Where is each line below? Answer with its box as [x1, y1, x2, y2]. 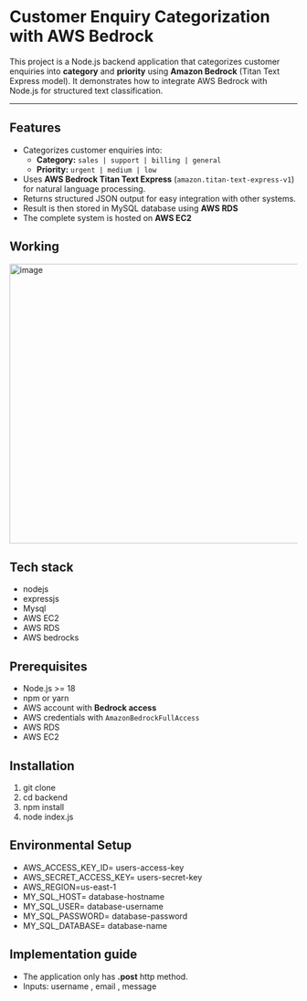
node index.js [22, 811, 74, 822]
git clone [22, 783, 57, 793]
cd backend [22, 792, 69, 803]
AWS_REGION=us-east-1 [22, 881, 117, 892]
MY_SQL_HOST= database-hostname [22, 890, 165, 901]
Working [9, 239, 59, 255]
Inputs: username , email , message [22, 980, 157, 992]
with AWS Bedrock [9, 26, 153, 47]
